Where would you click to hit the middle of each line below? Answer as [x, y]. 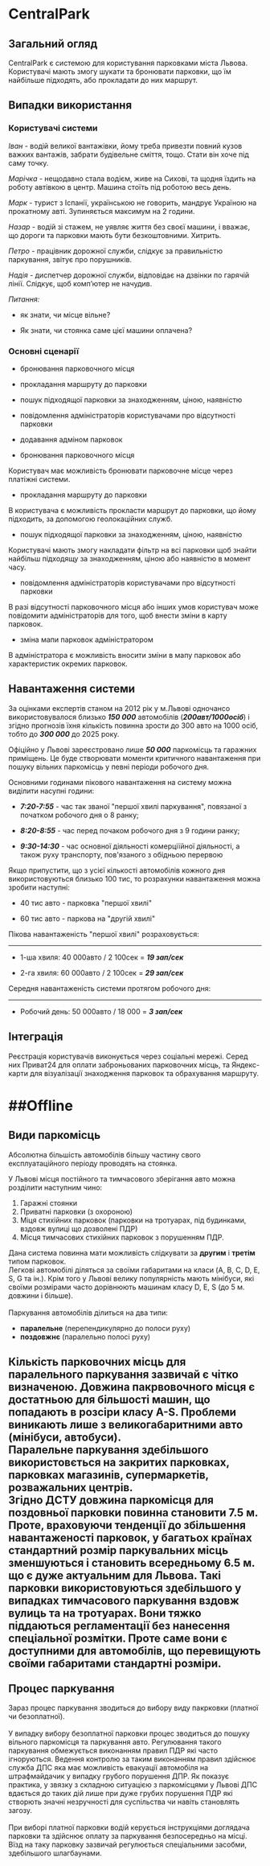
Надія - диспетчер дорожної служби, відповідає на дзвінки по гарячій [129, 275]
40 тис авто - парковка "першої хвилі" [86, 902]
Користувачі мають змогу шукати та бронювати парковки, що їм [120, 72]
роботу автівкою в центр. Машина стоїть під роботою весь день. [120, 187]
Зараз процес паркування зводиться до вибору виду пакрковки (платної [133, 1708]
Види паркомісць [55, 1135]
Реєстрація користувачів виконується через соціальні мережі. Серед [128, 1056]
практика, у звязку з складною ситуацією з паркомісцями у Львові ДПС [133, 1785]
